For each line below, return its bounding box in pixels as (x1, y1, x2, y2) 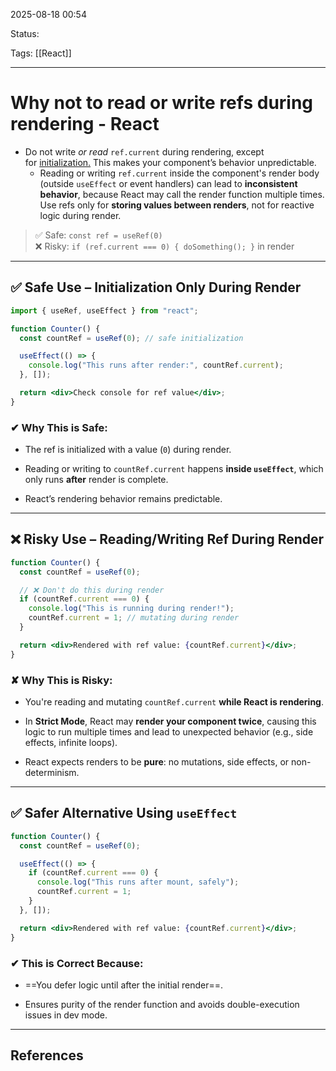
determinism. (24, 767, 80, 779)
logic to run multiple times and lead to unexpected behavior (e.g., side (24, 726, 314, 738)
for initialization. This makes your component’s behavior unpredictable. (24, 156, 317, 168)
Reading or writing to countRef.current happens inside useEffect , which (24, 463, 324, 475)
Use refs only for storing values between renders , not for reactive (39, 199, 315, 211)
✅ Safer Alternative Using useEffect (10, 805, 238, 822)
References (10, 1047, 84, 1064)
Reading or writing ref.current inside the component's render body (39, 167, 320, 179)
